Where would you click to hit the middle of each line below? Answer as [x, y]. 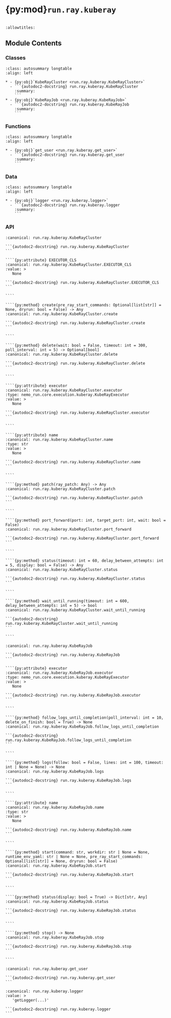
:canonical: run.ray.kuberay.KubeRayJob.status [57, 901]
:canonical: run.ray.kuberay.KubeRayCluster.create [61, 314]
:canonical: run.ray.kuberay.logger [44, 991]
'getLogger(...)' [31, 1000]
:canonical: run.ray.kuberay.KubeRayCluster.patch [60, 489]
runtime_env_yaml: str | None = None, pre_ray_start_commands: [74, 857]
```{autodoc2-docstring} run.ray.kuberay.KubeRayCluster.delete [75, 363]
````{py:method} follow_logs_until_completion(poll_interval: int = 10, [84, 718]
